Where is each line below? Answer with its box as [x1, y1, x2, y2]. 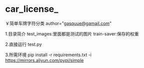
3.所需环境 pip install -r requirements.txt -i [5, 52, 92, 58]
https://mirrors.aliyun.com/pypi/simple [5, 57, 84, 63]
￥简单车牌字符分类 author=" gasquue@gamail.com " [5, 20, 112, 26]
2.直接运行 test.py [5, 41, 42, 47]
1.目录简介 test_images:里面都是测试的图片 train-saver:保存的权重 [5, 31, 139, 36]
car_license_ [5, 3, 59, 15]
